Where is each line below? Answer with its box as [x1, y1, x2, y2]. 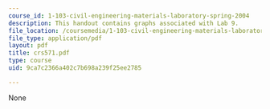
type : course [8, 57, 52, 65]
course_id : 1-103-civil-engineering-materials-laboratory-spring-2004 [8, 11, 250, 20]
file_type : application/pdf [8, 34, 103, 42]
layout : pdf [8, 42, 48, 50]
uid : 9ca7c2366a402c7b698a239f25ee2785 [8, 64, 142, 72]
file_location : [8, 26, 59, 34]
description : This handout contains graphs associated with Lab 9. [8, 19, 239, 27]
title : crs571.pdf [8, 49, 70, 57]
